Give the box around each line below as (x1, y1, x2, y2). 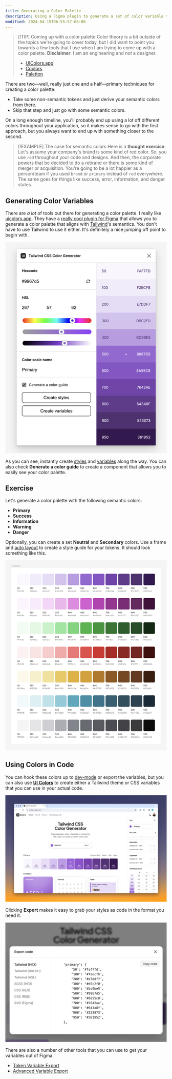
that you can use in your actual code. (5, 785, 83, 791)
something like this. (5, 550, 47, 556)
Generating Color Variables (5, 197, 94, 205)
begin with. (5, 232, 29, 238)
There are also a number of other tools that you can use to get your (5, 1047, 147, 1053)
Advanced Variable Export (12, 1068, 68, 1074)
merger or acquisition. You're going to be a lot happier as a (17, 165, 142, 171)
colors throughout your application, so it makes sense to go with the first (5, 123, 159, 129)
